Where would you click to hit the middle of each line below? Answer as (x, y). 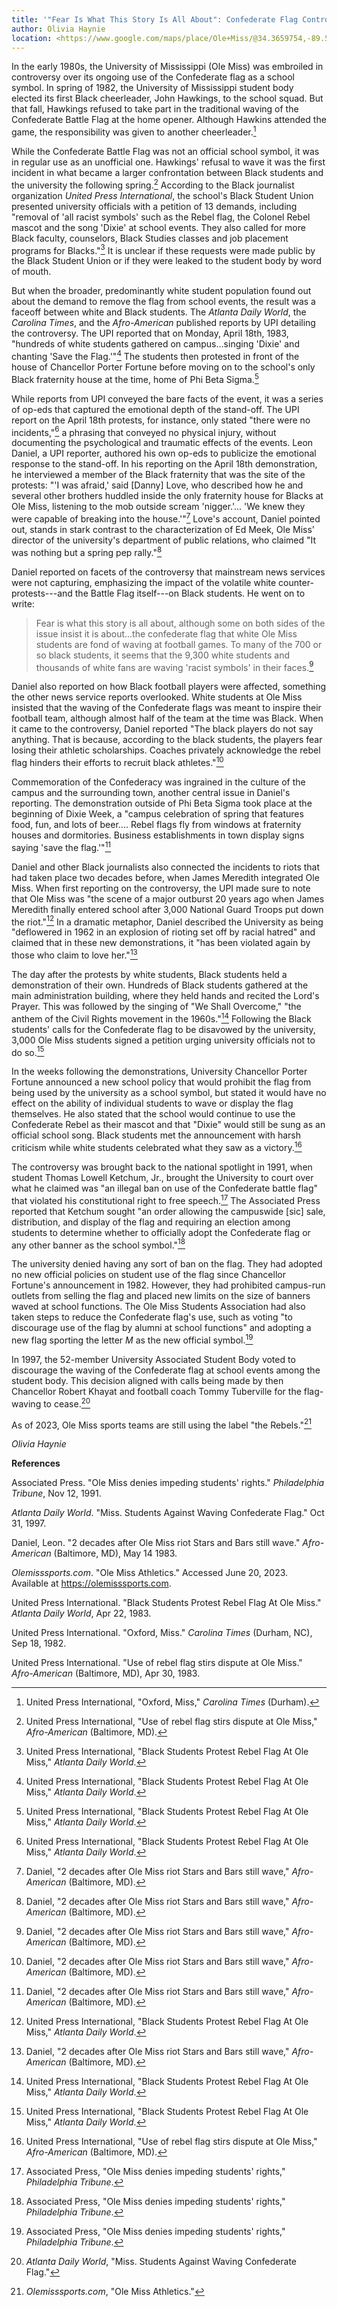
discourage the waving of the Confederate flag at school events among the (166, 1370)
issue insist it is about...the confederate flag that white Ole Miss (166, 633)
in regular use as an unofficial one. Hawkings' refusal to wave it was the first (168, 162)
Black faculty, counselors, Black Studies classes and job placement (150, 238)
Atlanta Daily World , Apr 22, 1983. (81, 1613)
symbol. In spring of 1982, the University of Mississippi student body (152, 88)
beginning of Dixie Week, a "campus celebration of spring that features (157, 813)
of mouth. (31, 272)
